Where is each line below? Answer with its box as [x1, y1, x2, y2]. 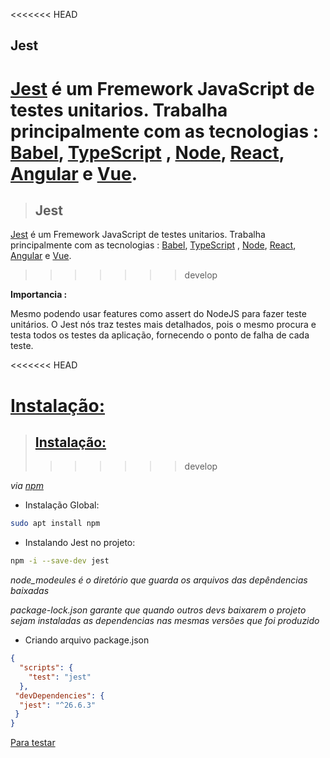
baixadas [10, 585, 50, 597]
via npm [10, 480, 44, 492]
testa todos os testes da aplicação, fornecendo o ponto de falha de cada [10, 329, 310, 341]
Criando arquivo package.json [24, 634, 150, 646]
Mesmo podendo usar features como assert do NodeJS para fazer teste [10, 308, 307, 320]
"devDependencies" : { [14, 690, 105, 701]
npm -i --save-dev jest [10, 556, 110, 566]
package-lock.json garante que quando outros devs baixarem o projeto [10, 604, 307, 616]
